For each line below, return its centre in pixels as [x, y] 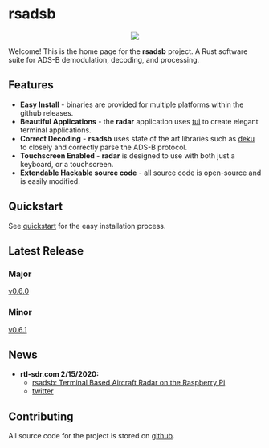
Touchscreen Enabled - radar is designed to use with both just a [127, 155]
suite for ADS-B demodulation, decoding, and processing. [104, 59]
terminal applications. [55, 130]
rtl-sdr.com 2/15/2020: [59, 374]
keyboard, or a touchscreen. [67, 164]
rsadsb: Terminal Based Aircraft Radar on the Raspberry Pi [128, 383]
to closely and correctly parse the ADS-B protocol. [103, 147]
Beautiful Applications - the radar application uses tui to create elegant [139, 121]
